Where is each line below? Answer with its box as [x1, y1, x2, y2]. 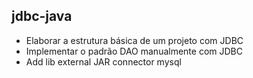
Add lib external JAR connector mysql [25, 55, 182, 68]
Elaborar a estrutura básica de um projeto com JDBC [25, 34, 244, 46]
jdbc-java [11, 8, 73, 25]
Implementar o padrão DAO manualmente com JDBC [25, 45, 243, 57]
